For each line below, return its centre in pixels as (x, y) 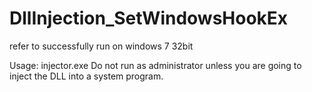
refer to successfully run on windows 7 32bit (101, 46)
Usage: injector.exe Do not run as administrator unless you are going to (155, 65)
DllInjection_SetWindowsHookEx (149, 18)
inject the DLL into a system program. (86, 76)
